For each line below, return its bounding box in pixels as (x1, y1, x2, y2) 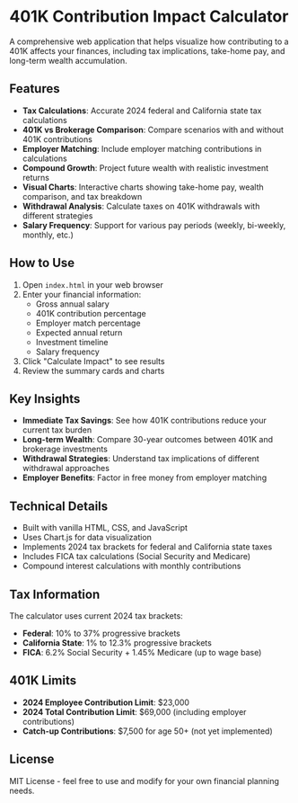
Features (9, 81, 60, 96)
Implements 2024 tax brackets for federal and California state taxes (22, 541, 273, 552)
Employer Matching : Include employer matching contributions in (22, 143, 262, 154)
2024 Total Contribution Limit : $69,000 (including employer (22, 706, 247, 717)
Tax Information (9, 586, 101, 602)
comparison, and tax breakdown (22, 191, 143, 201)
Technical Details (9, 498, 109, 513)
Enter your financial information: (22, 289, 142, 299)
